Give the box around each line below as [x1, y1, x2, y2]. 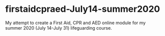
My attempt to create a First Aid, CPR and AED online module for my [5, 20, 146, 26]
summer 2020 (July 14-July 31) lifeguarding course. [5, 25, 112, 31]
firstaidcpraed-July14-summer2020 [5, 3, 160, 15]
